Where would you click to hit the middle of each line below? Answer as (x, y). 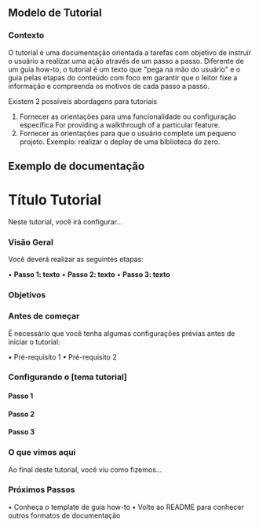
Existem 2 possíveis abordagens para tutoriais (83, 101)
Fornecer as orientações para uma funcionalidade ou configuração (128, 116)
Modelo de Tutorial (55, 13)
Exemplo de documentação (77, 166)
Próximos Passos (42, 489)
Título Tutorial (55, 200)
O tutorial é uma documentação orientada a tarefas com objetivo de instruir (130, 52)
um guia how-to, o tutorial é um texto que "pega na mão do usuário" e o (124, 69)
